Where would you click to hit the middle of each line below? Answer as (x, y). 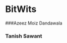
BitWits (21, 9)
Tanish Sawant (24, 36)
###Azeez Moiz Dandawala (34, 23)
